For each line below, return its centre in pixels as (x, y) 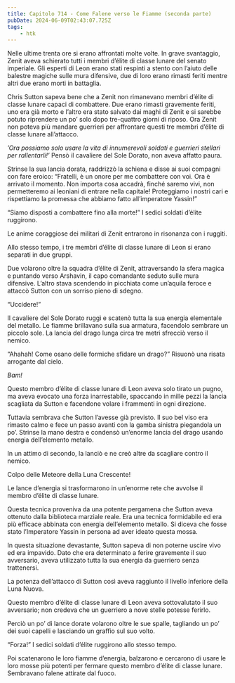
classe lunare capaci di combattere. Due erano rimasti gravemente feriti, (112, 104)
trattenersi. (23, 568)
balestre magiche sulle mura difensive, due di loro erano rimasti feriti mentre (117, 76)
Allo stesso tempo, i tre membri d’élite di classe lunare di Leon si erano (109, 248)
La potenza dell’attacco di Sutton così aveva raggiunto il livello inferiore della (118, 582)
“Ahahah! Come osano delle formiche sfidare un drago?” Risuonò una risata (116, 354)
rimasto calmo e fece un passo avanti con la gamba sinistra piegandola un (114, 425)
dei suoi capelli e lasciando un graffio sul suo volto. (81, 631)
